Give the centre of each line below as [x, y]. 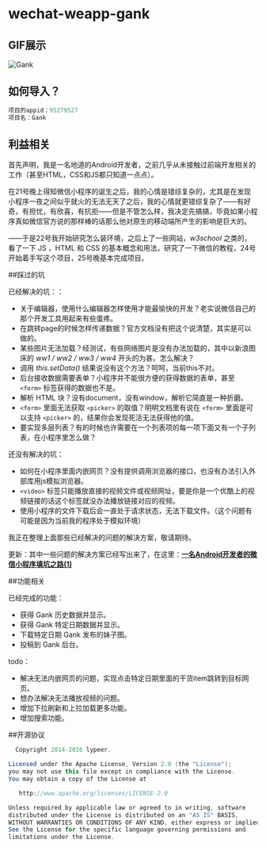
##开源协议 [27, 735]
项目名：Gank [27, 117]
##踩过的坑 [27, 275]
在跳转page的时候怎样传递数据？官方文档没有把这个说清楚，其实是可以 [135, 328]
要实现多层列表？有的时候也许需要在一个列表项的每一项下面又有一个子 [134, 427]
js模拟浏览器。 [65, 481]
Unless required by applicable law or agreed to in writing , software [127, 807]
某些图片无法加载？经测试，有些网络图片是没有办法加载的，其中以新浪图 [137, 348]
